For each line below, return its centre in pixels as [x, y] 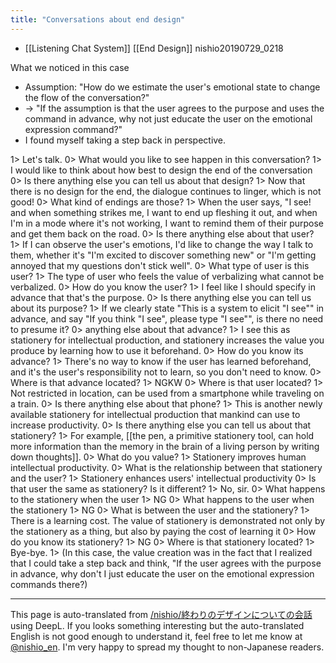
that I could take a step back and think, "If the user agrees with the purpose [166, 563]
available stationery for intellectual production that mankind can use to [155, 414]
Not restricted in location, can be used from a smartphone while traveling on [167, 393]
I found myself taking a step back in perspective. [125, 140]
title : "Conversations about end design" [98, 19]
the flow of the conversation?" [87, 97]
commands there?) [49, 584]
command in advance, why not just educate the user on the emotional [168, 118]
